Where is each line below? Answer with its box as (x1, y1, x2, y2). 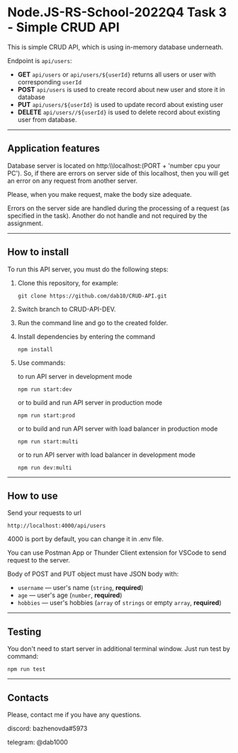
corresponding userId (17, 77, 82, 86)
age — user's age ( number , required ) (17, 591, 123, 599)
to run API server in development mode (17, 372, 132, 380)
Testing (7, 625, 42, 638)
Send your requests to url (7, 509, 81, 517)
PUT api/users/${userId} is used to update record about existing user (17, 100, 223, 108)
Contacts (7, 691, 50, 703)
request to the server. (7, 556, 71, 565)
